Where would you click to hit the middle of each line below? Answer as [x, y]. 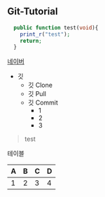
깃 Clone [40, 85]
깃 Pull [37, 94]
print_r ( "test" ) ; [45, 34]
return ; [31, 41]
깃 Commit [43, 103]
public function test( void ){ [56, 27]
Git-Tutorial [33, 12]
